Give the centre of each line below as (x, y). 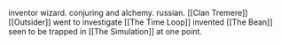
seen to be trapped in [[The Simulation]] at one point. (105, 31)
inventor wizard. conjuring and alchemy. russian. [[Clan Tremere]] (128, 13)
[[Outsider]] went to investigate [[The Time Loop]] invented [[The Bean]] (140, 22)
